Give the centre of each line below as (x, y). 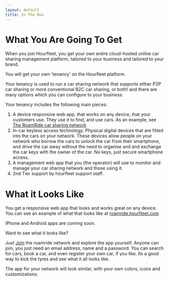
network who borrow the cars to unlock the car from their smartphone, (86, 141)
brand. (12, 64)
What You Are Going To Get (64, 40)
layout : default (22, 10)
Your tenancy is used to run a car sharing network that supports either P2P (83, 84)
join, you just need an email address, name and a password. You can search (84, 248)
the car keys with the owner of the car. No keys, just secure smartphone (88, 152)
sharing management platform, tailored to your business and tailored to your (85, 59)
